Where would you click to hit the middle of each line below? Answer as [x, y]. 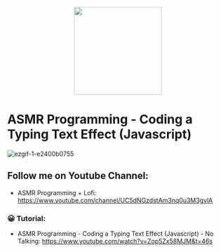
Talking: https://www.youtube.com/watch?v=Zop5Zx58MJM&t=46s [115, 241]
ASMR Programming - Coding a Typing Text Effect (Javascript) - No [115, 234]
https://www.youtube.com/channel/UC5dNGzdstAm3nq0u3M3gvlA [115, 200]
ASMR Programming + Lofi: [57, 192]
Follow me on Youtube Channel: [78, 176]
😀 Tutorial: [27, 218]
